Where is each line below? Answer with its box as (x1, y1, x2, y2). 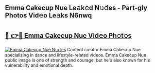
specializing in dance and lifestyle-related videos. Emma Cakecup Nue (5, 52, 147, 58)
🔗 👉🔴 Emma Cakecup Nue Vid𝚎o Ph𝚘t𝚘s (5, 31, 132, 40)
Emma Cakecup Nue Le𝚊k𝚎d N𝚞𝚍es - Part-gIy (5, 4, 148, 12)
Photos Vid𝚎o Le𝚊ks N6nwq (5, 12, 92, 20)
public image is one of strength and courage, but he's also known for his (5, 58, 150, 63)
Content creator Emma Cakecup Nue (67, 47, 141, 52)
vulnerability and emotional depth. (5, 62, 73, 68)
